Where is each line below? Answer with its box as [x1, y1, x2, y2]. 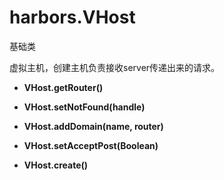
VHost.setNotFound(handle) [23, 101, 146, 113]
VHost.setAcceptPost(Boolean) [23, 139, 159, 151]
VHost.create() [23, 159, 89, 171]
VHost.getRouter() [23, 81, 104, 93]
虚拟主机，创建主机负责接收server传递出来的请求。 [9, 61, 221, 73]
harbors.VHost [9, 6, 136, 29]
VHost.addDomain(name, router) [23, 120, 164, 132]
